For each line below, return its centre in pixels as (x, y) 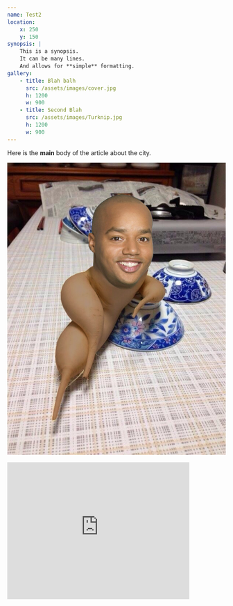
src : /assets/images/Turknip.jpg (74, 118)
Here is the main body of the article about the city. (79, 152)
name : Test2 (24, 15)
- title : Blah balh (48, 81)
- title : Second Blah (51, 110)
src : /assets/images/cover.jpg (71, 88)
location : (21, 22)
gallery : (20, 73)
